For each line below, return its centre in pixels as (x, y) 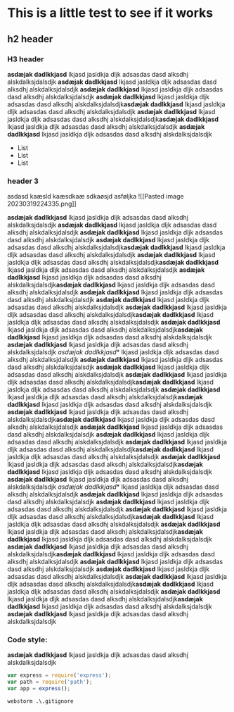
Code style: (27, 640)
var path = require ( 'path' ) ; (50, 682)
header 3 (23, 181)
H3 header (26, 59)
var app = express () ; (39, 689)
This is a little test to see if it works (110, 13)
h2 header (30, 39)
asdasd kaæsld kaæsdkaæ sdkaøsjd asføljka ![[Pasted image (96, 196)
